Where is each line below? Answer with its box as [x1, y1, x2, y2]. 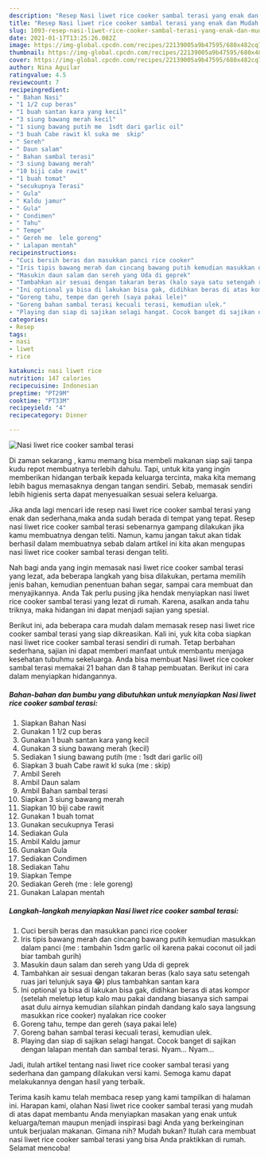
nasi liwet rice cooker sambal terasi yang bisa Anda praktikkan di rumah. [9, 1134, 247, 1144]
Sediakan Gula [20, 828, 68, 838]
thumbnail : [9, 49, 45, 57]
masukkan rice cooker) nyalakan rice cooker [20, 1010, 166, 1020]
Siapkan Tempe [20, 870, 72, 880]
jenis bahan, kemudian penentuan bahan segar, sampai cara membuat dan [9, 579, 254, 589]
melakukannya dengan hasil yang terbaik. [9, 1077, 146, 1086]
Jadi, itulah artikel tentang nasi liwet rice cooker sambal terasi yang [9, 1059, 230, 1069]
